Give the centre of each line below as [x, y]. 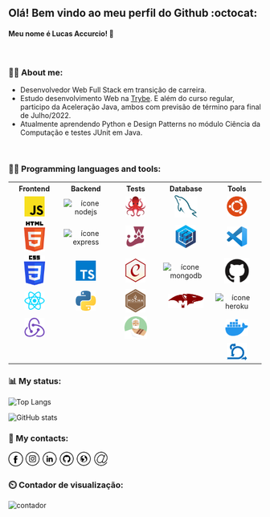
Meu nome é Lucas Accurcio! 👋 [61, 33]
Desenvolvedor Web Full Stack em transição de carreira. [113, 90]
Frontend [35, 189]
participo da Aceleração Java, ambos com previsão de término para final [140, 107]
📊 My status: [35, 381]
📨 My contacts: [39, 438]
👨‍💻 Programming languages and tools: [85, 169]
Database [186, 189]
